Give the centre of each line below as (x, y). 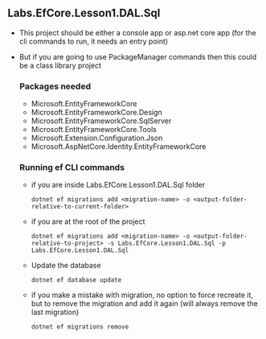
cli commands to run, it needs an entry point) (94, 41)
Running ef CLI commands (72, 167)
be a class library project (60, 65)
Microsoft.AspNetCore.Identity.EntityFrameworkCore (119, 147)
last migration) (55, 312)
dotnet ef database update (76, 280)
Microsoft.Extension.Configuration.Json (97, 138)
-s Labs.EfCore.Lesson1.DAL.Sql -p (166, 244)
